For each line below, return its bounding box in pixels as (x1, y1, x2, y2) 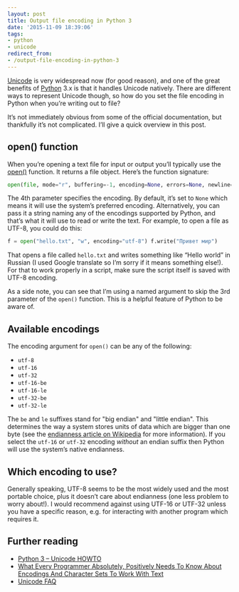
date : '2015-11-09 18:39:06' (7, 23, 94, 31)
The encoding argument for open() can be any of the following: (7, 342, 192, 351)
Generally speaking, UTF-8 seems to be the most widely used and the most (7, 485, 229, 493)
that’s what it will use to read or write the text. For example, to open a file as (7, 216, 229, 225)
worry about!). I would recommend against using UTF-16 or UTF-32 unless (7, 499, 226, 508)
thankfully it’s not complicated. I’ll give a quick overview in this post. (7, 120, 206, 129)
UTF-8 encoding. (7, 273, 58, 282)
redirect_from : (7, 51, 53, 58)
